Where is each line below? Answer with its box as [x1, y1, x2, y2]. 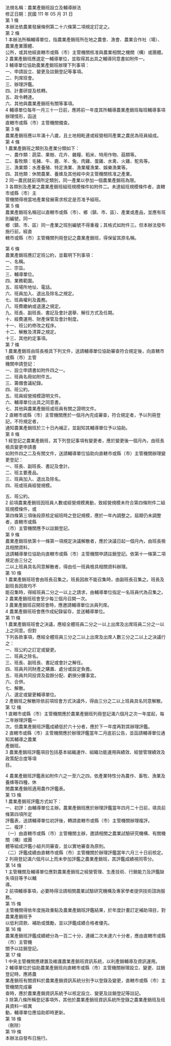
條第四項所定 [5, 811, 32, 817]
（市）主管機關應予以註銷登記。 [5, 525, 72, 531]
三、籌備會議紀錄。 [5, 380, 46, 386]
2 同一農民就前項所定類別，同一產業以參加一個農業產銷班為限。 [5, 177, 139, 183]
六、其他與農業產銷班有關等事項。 [5, 100, 77, 106]
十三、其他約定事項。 [5, 335, 50, 341]
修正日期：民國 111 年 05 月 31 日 [5, 11, 73, 17]
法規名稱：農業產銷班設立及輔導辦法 [5, 5, 81, 10]
